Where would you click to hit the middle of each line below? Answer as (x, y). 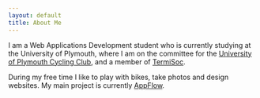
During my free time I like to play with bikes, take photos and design (119, 77)
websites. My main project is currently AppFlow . (86, 85)
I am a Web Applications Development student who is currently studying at (130, 45)
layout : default (35, 15)
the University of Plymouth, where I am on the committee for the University (130, 53)
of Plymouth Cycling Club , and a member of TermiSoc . (97, 62)
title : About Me (35, 23)
